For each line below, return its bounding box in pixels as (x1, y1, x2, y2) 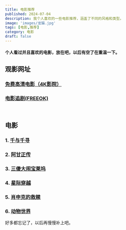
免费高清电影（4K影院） (5, 81, 62, 87)
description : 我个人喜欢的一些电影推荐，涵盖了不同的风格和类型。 (5, 16, 124, 21)
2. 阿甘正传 (5, 151, 31, 158)
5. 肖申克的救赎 (5, 194, 41, 201)
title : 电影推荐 (5, 7, 35, 12)
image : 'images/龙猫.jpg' (5, 20, 56, 26)
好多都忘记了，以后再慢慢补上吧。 (5, 220, 73, 226)
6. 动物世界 (5, 208, 31, 215)
